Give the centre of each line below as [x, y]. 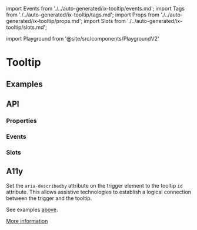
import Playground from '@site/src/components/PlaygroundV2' [83, 39]
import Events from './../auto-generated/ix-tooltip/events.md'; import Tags [96, 9]
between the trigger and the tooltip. [49, 198]
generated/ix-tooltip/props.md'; [44, 21]
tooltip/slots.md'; [26, 27]
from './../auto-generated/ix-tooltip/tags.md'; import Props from [83, 15]
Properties [21, 121]
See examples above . [32, 209]
